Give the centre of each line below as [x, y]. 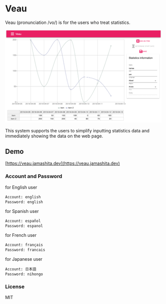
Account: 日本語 [21, 269]
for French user [21, 235]
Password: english [24, 202]
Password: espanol [24, 226]
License [15, 287]
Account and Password [34, 176]
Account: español [23, 221]
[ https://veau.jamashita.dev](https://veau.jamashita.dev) [63, 163]
